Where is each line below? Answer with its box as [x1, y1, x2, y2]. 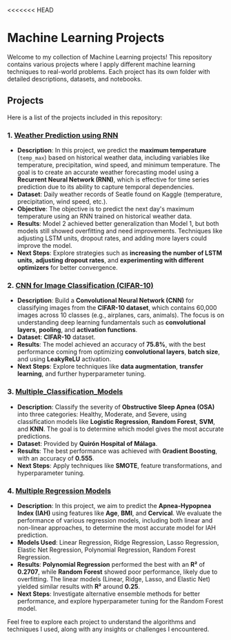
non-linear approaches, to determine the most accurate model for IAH [17, 523, 216, 532]
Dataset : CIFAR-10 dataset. [17, 333, 96, 341]
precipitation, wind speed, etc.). [17, 197, 108, 206]
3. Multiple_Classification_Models [7, 387, 123, 396]
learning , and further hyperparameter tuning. [17, 369, 146, 378]
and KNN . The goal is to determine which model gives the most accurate [17, 425, 224, 433]
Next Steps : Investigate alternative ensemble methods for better [17, 590, 201, 598]
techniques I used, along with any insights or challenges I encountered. [7, 625, 210, 633]
